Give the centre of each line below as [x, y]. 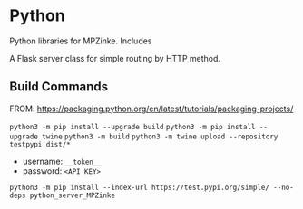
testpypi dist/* [40, 144]
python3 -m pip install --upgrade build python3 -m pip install [132, 127]
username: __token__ [62, 161]
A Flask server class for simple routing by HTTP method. [115, 58]
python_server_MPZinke [73, 195]
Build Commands [59, 87]
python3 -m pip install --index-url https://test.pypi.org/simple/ [140, 187]
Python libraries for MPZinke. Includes [81, 41]
